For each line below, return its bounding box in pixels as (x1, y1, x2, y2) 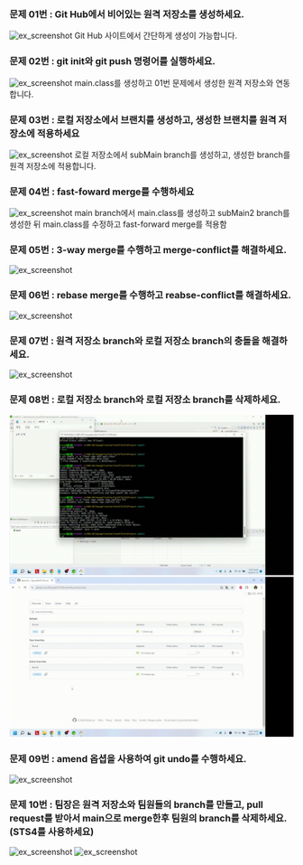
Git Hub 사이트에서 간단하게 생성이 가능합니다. (74, 30, 237, 42)
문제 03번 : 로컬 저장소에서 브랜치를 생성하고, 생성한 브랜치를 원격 (9, 113, 277, 126)
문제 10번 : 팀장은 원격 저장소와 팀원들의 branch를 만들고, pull (9, 798, 263, 811)
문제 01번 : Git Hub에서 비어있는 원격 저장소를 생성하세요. (9, 7, 245, 20)
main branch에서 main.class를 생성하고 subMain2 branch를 (74, 208, 290, 219)
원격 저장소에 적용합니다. (9, 160, 96, 171)
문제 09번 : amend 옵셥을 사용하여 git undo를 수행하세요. (9, 753, 247, 766)
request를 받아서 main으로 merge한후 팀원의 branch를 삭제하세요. (9, 812, 287, 824)
